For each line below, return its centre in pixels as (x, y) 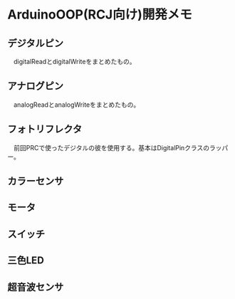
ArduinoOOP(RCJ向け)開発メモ (100, 15)
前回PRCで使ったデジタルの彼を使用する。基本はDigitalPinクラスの (111, 147)
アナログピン (36, 86)
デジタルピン (36, 43)
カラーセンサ (36, 181)
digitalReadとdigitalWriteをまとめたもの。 (74, 62)
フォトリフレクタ (45, 129)
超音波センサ (36, 287)
